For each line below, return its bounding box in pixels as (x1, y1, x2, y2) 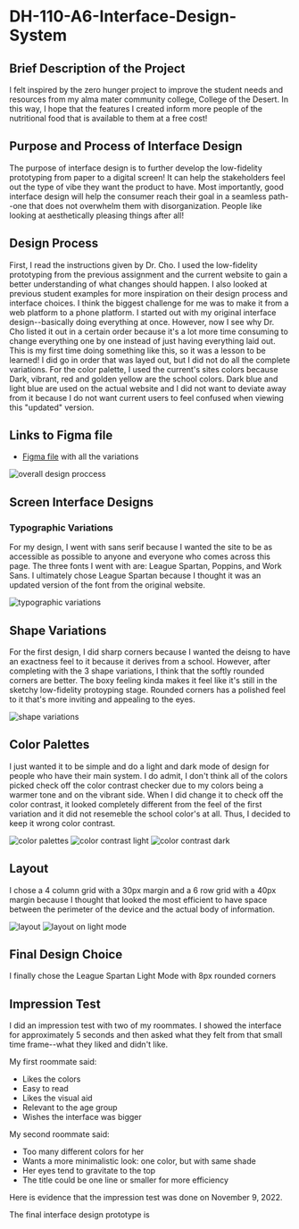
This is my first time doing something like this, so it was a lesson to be (9, 345, 266, 355)
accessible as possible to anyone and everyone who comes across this (9, 551, 270, 562)
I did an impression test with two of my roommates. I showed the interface (9, 1020, 282, 1031)
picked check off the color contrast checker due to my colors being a (9, 780, 264, 790)
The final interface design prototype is (9, 1209, 150, 1220)
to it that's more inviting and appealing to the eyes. (9, 694, 195, 705)
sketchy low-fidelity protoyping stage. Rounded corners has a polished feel (9, 684, 286, 695)
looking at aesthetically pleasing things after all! (9, 210, 185, 221)
